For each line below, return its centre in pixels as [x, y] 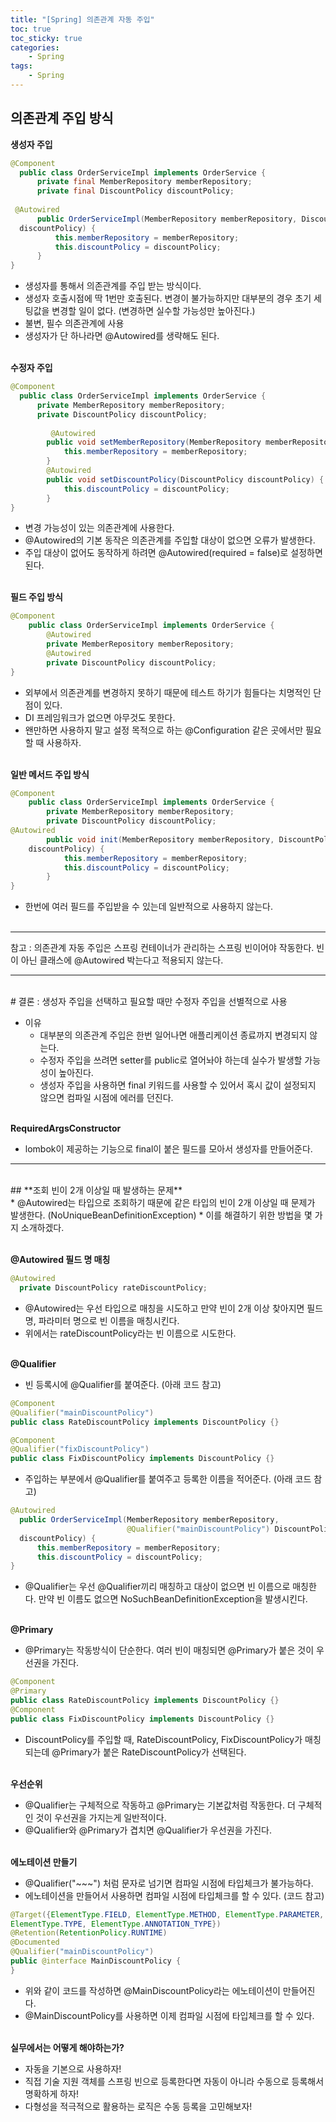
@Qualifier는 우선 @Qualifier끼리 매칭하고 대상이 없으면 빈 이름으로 [157, 1587]
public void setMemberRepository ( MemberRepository [154, 442]
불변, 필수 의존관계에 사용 [74, 323]
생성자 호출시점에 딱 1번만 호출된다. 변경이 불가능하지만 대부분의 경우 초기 [168, 298]
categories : [35, 47]
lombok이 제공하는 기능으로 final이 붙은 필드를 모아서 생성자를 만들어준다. [168, 1149]
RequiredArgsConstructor [66, 1128]
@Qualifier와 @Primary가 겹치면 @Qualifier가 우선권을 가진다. [148, 1830]
